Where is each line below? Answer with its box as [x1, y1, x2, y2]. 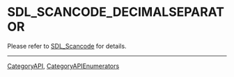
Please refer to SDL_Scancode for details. [7, 42, 127, 50]
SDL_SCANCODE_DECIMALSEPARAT [7, 4, 225, 20]
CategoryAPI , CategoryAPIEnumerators [7, 62, 120, 70]
